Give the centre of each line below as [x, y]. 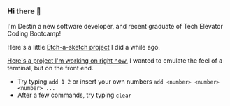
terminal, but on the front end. [50, 68]
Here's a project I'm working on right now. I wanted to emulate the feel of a [115, 61]
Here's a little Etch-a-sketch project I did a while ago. [84, 47]
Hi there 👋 [24, 11]
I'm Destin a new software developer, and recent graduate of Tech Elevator [115, 26]
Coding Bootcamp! [34, 33]
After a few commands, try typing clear [74, 95]
